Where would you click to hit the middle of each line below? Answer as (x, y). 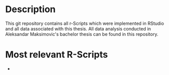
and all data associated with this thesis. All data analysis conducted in (78, 28)
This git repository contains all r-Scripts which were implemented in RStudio (84, 23)
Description (30, 9)
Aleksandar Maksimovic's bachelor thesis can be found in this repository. (82, 34)
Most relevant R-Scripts (57, 55)
